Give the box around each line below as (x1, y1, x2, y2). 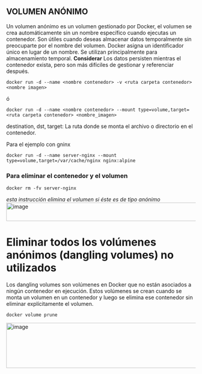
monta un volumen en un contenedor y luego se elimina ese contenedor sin (6, 294, 194, 301)
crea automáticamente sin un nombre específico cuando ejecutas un (6, 29, 176, 36)
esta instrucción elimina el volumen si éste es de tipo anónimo (6, 196, 161, 203)
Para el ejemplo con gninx (6, 141, 71, 148)
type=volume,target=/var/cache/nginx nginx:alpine (6, 157, 136, 163)
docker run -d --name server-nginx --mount (6, 152, 117, 158)
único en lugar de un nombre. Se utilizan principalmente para (6, 48, 158, 55)
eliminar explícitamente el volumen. (6, 300, 94, 308)
